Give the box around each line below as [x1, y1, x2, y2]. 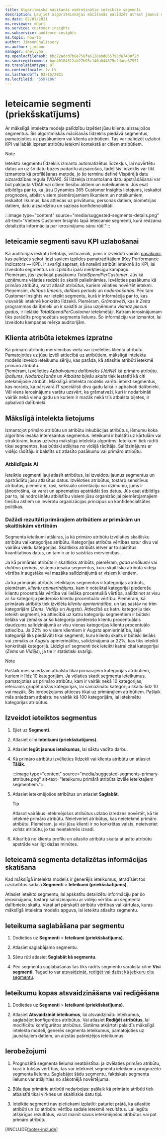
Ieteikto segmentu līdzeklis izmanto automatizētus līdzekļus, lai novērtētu [5, 160, 155, 166]
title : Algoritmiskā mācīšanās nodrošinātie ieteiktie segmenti [5, 7, 141, 12]
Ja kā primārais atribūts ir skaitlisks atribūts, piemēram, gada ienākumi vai [5, 559, 158, 565]
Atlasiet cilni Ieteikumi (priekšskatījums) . [12, 736, 98, 742]
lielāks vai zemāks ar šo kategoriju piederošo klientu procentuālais [5, 617, 141, 622]
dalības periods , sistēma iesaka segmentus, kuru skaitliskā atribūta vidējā [5, 564, 157, 570]
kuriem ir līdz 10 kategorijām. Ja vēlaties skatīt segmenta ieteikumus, [5, 673, 146, 679]
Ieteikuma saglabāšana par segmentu [5, 922, 124, 930]
